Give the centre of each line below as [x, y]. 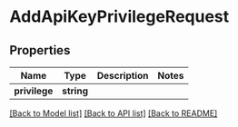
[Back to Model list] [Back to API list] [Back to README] [114, 113]
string [75, 91]
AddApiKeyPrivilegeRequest [119, 17]
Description [123, 76]
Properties [40, 50]
